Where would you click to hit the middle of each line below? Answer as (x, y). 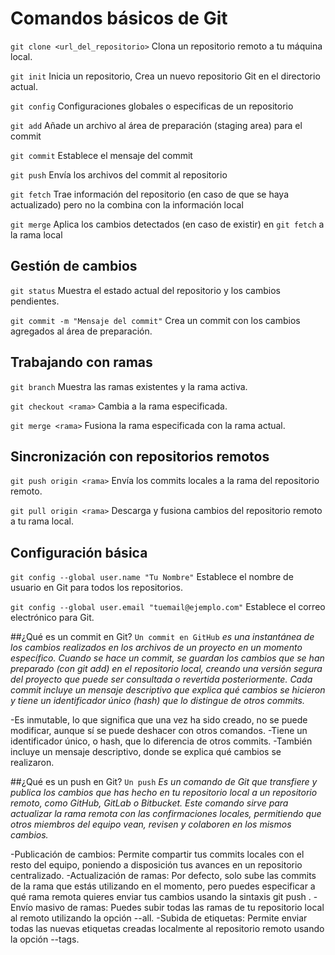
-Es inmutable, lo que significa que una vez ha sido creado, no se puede (159, 720)
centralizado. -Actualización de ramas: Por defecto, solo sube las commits (163, 876)
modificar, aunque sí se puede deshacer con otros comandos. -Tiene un (159, 731)
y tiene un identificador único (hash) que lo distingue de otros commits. (157, 701)
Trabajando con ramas (81, 362)
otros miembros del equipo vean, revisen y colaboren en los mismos (151, 824)
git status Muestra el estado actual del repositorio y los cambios (145, 290)
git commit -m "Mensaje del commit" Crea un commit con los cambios (155, 320)
